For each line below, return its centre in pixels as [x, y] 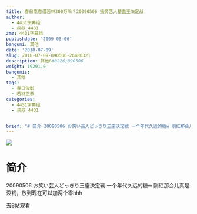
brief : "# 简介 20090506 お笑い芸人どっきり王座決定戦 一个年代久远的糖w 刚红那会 [98, 126]
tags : [13, 83]
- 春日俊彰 [23, 88]
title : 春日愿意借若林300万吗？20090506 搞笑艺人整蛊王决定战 [75, 11]
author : [16, 17]
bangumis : [18, 72]
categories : [21, 99]
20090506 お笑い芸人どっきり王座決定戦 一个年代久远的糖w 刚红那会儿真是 [98, 186]
